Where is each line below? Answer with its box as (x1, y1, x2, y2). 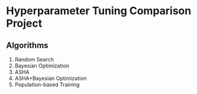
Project (6, 17, 43, 30)
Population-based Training (14, 81, 80, 88)
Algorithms (6, 40, 49, 50)
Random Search (14, 56, 54, 63)
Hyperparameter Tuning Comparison (6, 4, 192, 18)
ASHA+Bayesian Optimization (14, 75, 87, 82)
